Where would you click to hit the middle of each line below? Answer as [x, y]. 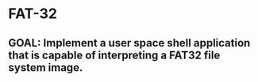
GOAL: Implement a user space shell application [129, 43]
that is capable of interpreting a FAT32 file [114, 55]
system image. [46, 67]
